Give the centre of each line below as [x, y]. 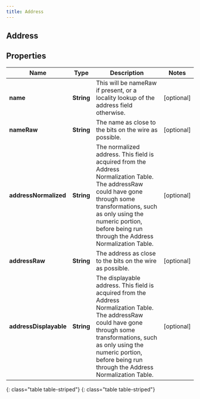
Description [127, 73]
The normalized [118, 146]
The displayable [118, 278]
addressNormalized [38, 195]
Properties [26, 56]
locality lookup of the [125, 98]
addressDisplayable [38, 326]
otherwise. [111, 113]
